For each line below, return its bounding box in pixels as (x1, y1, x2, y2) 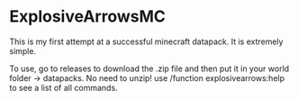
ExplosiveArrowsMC (9, 6, 167, 27)
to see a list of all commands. (9, 82, 119, 93)
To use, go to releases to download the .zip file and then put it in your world (9, 63, 290, 74)
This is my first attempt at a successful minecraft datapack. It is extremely (9, 36, 284, 47)
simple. (9, 45, 37, 56)
